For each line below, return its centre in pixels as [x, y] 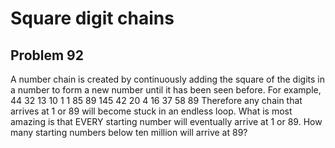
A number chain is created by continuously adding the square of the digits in [167, 79]
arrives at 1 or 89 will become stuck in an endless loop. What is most [151, 111]
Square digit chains [92, 18]
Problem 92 [47, 55]
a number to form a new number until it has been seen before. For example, [166, 90]
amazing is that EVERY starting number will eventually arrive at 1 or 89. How [166, 121]
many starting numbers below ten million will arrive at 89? [129, 132]
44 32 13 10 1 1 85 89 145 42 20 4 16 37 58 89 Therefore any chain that [156, 100]
